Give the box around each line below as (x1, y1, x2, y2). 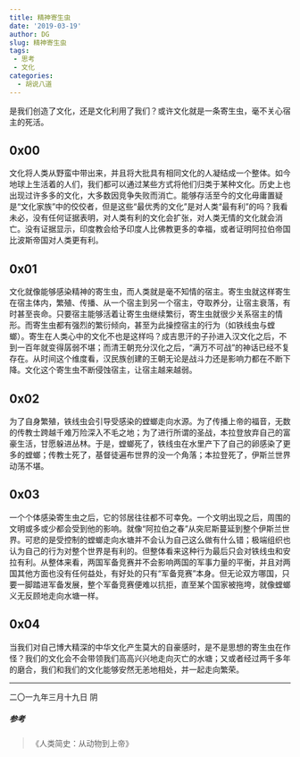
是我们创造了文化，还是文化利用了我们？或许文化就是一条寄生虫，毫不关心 (9, 105, 283, 116)
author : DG (9, 30, 50, 38)
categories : (9, 72, 54, 81)
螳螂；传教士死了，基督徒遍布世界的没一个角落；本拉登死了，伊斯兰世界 (24, 449, 291, 461)
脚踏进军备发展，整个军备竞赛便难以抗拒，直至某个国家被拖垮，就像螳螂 (24, 579, 291, 590)
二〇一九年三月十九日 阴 (9, 691, 98, 702)
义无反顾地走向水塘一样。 (9, 590, 104, 600)
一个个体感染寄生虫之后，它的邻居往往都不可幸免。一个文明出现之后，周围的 (9, 512, 291, 523)
